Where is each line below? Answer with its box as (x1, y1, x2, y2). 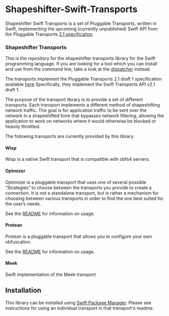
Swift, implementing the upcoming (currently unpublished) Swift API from (5, 25, 158, 31)
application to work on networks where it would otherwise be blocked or (5, 118, 156, 124)
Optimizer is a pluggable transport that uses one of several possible (5, 179, 147, 185)
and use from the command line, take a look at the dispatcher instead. (5, 66, 151, 72)
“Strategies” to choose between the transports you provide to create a (5, 184, 152, 191)
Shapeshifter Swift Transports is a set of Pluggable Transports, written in (5, 20, 157, 26)
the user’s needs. (5, 200, 41, 206)
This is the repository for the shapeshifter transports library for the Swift (5, 55, 155, 61)
